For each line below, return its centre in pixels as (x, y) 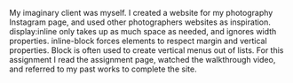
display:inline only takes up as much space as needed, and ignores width (143, 31)
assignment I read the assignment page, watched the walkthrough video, (143, 60)
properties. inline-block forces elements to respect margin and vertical (139, 41)
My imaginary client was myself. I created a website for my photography (141, 13)
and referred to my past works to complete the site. (103, 69)
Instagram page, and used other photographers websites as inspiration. (140, 22)
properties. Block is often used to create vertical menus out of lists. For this (146, 50)
